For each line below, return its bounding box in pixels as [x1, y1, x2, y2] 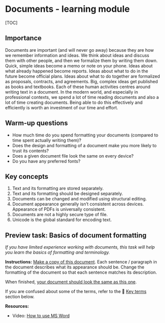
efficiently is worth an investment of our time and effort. [5, 104, 118, 110]
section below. [5, 294, 34, 300]
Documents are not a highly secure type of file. [12, 212, 108, 218]
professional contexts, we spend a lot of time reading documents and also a [5, 94, 159, 100]
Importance [5, 34, 42, 42]
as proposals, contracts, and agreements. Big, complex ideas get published [5, 78, 158, 84]
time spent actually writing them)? [12, 137, 81, 143]
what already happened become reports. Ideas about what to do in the [5, 68, 149, 74]
